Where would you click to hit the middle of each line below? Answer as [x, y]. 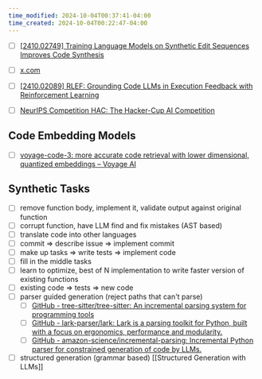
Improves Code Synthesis [62, 54]
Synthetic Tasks [49, 189]
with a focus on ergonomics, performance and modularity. [127, 332]
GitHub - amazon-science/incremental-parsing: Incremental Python [143, 340]
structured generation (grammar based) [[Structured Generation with [133, 358]
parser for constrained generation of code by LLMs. [117, 350]
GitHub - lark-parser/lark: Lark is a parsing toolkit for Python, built [139, 323]
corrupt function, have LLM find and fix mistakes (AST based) [121, 225]
